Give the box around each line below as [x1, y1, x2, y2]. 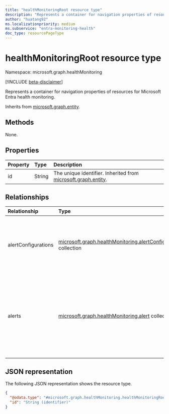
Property [8, 161, 30, 168]
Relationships [5, 193, 49, 201]
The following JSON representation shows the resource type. [5, 381, 132, 387]
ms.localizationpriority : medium [5, 21, 75, 27]
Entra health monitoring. [5, 94, 55, 100]
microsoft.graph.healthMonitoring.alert [58, 312, 150, 319]
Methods [5, 118, 34, 127]
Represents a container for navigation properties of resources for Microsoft [5, 89, 161, 95]
